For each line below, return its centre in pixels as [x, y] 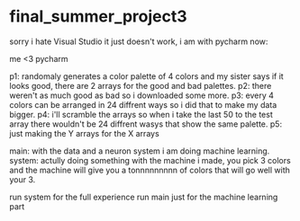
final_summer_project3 [98, 17]
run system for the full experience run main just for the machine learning [144, 197]
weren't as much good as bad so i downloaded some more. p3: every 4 [142, 95]
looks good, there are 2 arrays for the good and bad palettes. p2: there [141, 85]
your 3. [23, 179]
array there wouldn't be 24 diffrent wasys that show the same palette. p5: [145, 124]
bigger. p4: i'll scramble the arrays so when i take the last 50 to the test [141, 114]
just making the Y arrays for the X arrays [84, 133]
